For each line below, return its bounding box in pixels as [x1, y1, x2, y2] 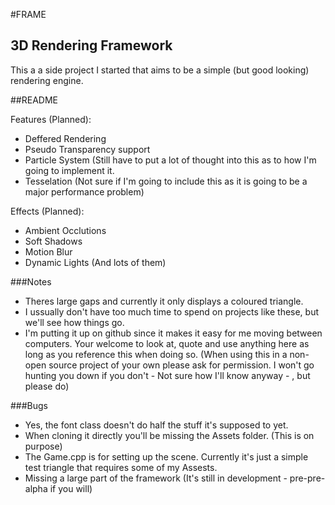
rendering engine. [10, 74, 84, 86]
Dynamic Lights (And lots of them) [24, 256, 167, 268]
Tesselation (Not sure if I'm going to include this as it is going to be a [24, 175, 308, 187]
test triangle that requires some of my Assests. [24, 461, 218, 473]
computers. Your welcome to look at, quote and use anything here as [24, 337, 310, 349]
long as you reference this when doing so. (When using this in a [24, 348, 288, 360]
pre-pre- [289, 472, 326, 484]
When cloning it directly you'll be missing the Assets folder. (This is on [24, 429, 315, 441]
